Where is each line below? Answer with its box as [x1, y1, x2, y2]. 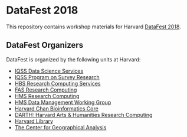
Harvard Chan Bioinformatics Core [14, 105, 99, 112]
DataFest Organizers [6, 40, 84, 50]
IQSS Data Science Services [14, 67, 84, 74]
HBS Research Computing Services [14, 80, 101, 87]
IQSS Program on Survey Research [14, 73, 100, 80]
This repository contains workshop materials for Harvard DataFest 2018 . [6, 23, 181, 30]
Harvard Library [14, 118, 54, 125]
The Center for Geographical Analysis [14, 123, 107, 131]
